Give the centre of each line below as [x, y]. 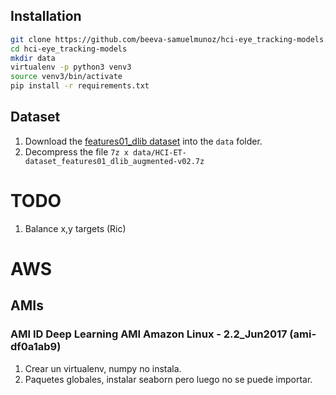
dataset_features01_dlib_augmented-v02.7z [114, 161]
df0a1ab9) [36, 347]
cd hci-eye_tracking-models [69, 49]
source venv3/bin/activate [66, 77]
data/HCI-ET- [160, 152]
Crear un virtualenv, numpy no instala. [103, 368]
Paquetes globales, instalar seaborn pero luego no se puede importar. [168, 379]
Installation [46, 16]
